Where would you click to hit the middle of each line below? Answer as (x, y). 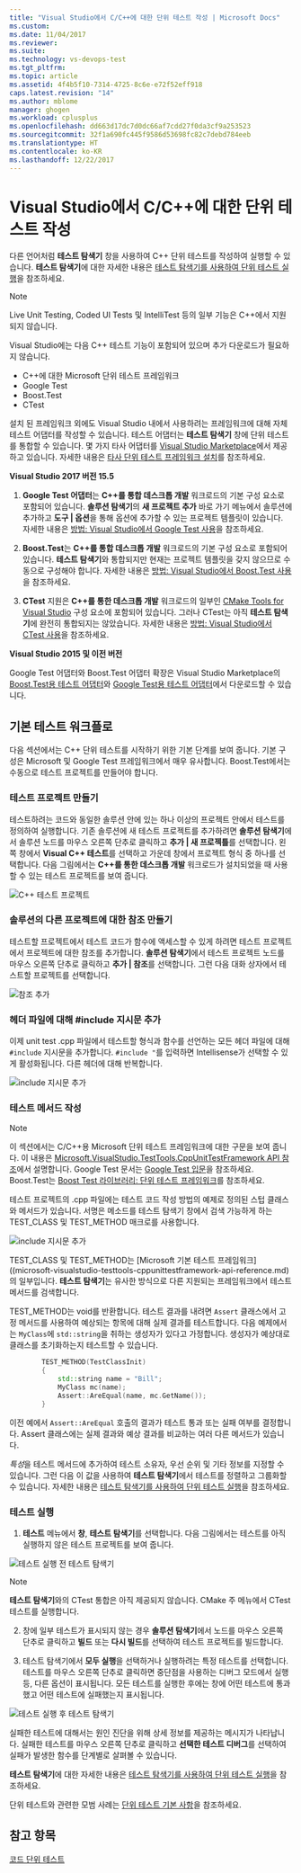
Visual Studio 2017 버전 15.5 (62, 477)
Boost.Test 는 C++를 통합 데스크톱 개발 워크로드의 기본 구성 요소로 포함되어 (155, 549)
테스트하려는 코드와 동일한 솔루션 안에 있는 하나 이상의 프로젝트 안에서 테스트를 (147, 819)
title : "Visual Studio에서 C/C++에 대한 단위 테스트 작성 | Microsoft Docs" (145, 18)
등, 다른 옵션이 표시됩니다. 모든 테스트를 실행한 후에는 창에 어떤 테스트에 (148, 1683)
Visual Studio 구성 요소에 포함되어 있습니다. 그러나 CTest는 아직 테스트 (147, 612)
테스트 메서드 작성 (46, 1109)
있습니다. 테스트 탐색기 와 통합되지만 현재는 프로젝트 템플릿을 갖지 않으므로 (151, 559)
